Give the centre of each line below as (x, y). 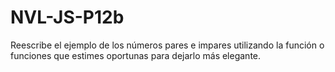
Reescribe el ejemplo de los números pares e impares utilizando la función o (167, 45)
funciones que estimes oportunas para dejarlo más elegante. (136, 55)
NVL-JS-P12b (67, 17)
